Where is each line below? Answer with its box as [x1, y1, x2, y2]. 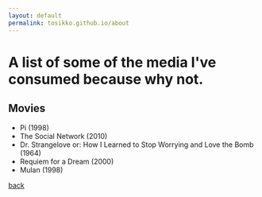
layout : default [8, 11, 62, 20]
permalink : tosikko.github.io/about [8, 19, 129, 27]
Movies [8, 102, 46, 115]
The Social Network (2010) [19, 131, 108, 141]
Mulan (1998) [19, 164, 64, 175]
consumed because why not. [8, 70, 204, 88]
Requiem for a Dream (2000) [19, 156, 114, 166]
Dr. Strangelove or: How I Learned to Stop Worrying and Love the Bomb [19, 140, 254, 149]
